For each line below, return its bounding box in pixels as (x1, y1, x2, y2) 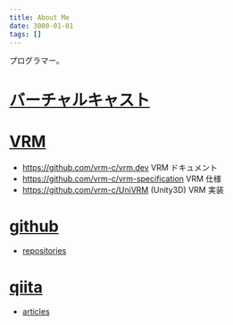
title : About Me (9, 12, 70, 22)
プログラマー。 (9, 55, 64, 66)
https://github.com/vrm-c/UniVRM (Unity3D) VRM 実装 (21, 184, 225, 195)
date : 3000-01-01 (9, 21, 74, 30)
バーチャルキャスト (9, 90, 150, 110)
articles (21, 306, 51, 317)
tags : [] (9, 29, 42, 38)
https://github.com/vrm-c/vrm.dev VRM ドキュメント (21, 162, 219, 172)
